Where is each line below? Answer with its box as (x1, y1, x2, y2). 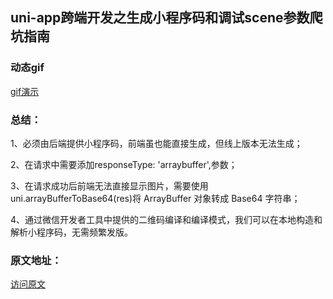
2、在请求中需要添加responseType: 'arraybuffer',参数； (10, 158, 238, 170)
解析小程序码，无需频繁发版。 (10, 226, 133, 238)
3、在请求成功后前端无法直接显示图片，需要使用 (10, 179, 209, 192)
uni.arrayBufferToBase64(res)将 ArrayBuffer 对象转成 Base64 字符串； (10, 192, 301, 204)
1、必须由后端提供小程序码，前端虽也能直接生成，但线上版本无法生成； (10, 137, 303, 149)
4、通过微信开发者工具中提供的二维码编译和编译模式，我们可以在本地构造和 (10, 213, 323, 225)
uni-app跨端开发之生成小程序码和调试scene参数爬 (10, 9, 323, 27)
